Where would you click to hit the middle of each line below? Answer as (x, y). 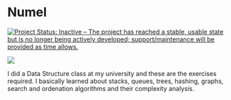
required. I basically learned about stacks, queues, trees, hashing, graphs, (115, 81)
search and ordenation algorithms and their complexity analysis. (101, 88)
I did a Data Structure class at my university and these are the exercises (112, 73)
